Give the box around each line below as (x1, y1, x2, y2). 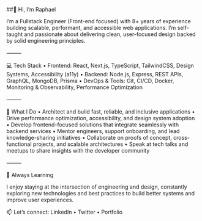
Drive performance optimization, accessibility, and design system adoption (6, 115, 195, 121)
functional (6, 140, 32, 148)
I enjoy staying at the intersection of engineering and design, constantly (6, 183, 188, 190)
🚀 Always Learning (6, 172, 54, 178)
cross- (173, 134, 190, 141)
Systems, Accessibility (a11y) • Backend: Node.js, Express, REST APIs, (6, 71, 184, 78)
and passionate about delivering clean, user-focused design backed (24, 31, 196, 38)
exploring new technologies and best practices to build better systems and (6, 190, 195, 197)
